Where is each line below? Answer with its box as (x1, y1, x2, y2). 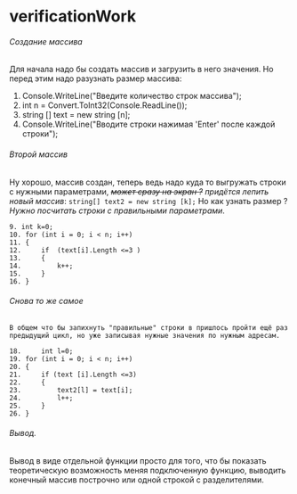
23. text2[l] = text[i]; (9, 385, 133, 394)
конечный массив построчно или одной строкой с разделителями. (9, 474, 265, 485)
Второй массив (9, 149, 68, 160)
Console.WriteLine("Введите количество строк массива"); (21, 91, 242, 102)
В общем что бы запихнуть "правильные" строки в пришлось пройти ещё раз (9, 323, 289, 332)
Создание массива (9, 36, 83, 46)
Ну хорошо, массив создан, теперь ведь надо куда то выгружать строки (9, 177, 286, 187)
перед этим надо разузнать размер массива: (9, 73, 182, 84)
